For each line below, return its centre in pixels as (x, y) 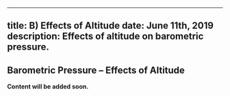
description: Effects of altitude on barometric (105, 36)
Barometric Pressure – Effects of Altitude (96, 70)
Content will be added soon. (48, 86)
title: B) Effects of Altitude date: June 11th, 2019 (111, 26)
